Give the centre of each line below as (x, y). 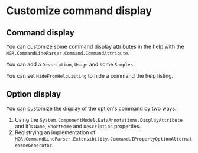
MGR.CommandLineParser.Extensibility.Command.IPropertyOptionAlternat (103, 139)
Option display (33, 94)
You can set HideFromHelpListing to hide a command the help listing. (90, 76)
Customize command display (79, 11)
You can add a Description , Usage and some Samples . (70, 64)
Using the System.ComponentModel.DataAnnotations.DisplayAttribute (99, 119)
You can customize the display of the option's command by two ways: (91, 108)
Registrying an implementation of (55, 132)
